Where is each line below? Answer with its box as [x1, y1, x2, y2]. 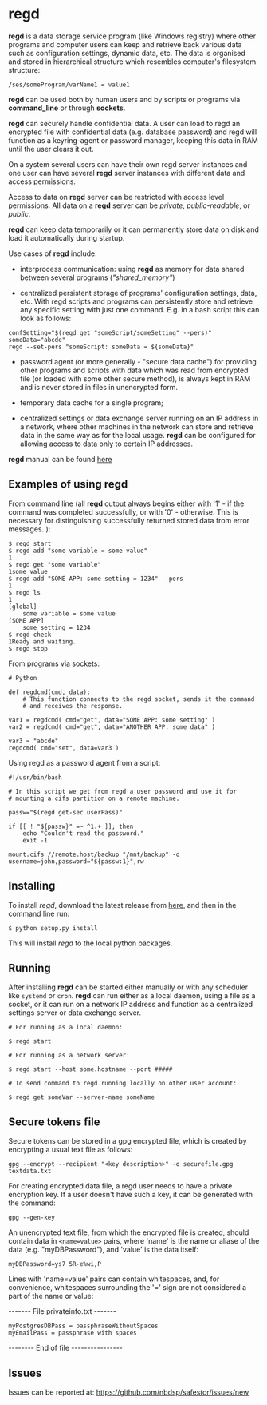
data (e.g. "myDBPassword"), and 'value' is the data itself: [8, 1244, 199, 1255]
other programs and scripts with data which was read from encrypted [19, 365, 249, 375]
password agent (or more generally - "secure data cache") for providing [19, 356, 257, 366]
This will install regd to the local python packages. [8, 938, 173, 948]
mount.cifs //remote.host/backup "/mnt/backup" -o [8, 850, 180, 858]
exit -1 [22, 836, 48, 844]
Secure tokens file [8, 1115, 101, 1128]
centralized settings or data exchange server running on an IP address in [19, 413, 259, 423]
